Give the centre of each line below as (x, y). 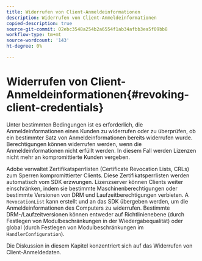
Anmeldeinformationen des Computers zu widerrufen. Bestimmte (88, 208)
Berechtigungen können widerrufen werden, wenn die (74, 144)
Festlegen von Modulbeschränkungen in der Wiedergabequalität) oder (95, 221)
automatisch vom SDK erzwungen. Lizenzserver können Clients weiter (95, 182)
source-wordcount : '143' (38, 40)
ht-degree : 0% (24, 46)
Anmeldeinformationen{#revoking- (98, 95)
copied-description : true (39, 23)
